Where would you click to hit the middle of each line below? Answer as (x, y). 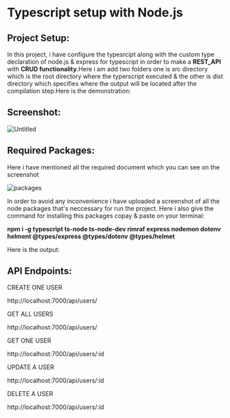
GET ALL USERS (30, 314)
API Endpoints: (39, 271)
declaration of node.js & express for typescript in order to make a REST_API (114, 62)
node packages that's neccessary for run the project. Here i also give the (111, 208)
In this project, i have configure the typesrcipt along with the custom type (111, 54)
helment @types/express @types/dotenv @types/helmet (91, 236)
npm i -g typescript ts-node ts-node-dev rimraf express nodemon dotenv (114, 229)
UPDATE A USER (31, 367)
